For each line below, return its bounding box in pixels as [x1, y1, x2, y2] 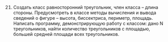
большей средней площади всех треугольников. [13, 31, 119, 37]
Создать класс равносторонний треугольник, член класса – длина [13, 5, 158, 10]
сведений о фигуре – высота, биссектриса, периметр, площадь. [13, 15, 153, 21]
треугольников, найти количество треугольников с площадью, [13, 26, 151, 32]
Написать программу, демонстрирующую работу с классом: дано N [13, 20, 163, 26]
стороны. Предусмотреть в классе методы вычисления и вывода [13, 10, 157, 16]
